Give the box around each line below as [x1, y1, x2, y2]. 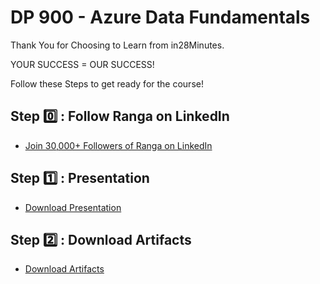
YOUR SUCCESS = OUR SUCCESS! [10, 58, 155, 70]
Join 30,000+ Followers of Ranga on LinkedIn [24, 139, 213, 151]
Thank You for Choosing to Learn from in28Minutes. [10, 39, 225, 51]
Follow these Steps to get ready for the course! [10, 77, 204, 90]
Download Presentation [24, 201, 122, 213]
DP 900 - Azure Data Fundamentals [10, 6, 311, 29]
